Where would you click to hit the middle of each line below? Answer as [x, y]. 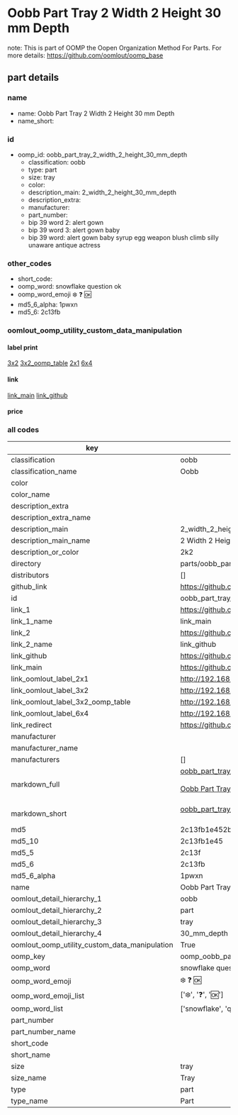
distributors [30, 575]
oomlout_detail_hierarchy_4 [56, 933]
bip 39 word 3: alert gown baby [74, 230]
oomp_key [28, 957]
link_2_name [32, 645]
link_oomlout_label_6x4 [50, 714]
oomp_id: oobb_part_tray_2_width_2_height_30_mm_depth [102, 155]
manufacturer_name [45, 748]
